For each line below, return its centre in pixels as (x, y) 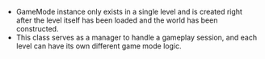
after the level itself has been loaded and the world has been (117, 20)
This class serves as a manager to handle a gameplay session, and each (136, 37)
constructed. (37, 29)
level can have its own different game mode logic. (99, 46)
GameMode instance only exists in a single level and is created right (129, 12)
